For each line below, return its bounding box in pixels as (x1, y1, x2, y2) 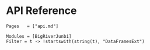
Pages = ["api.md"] (6, 23, 59, 29)
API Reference (6, 4, 77, 17)
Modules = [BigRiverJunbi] (6, 33, 72, 39)
